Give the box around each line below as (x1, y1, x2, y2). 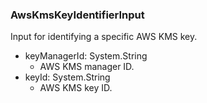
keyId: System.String (24, 71, 111, 83)
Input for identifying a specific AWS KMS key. (10, 31, 198, 43)
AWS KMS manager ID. (39, 61, 135, 73)
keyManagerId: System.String (24, 50, 148, 62)
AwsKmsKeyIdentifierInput (10, 8, 145, 22)
